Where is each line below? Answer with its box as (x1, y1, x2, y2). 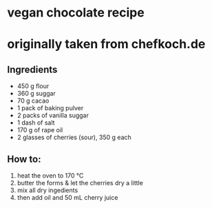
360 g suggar (17, 90, 56, 98)
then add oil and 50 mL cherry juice (17, 194, 118, 201)
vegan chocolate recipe (7, 5, 145, 21)
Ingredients (7, 63, 58, 75)
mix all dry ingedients (17, 186, 78, 194)
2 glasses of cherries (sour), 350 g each (17, 133, 132, 142)
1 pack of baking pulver (17, 104, 84, 112)
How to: (7, 153, 41, 165)
